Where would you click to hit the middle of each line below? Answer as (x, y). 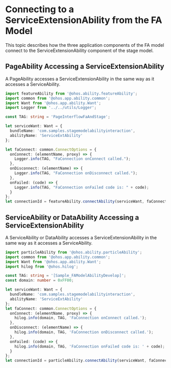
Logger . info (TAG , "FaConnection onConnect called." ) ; (73, 159)
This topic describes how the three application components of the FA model (85, 45)
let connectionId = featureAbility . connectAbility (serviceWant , (75, 202)
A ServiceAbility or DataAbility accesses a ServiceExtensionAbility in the (81, 237)
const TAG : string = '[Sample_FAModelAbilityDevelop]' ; (66, 276)
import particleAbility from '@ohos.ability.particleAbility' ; (74, 252)
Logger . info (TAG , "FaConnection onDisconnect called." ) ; (76, 173)
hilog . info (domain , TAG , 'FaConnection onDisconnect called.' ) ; (84, 332)
